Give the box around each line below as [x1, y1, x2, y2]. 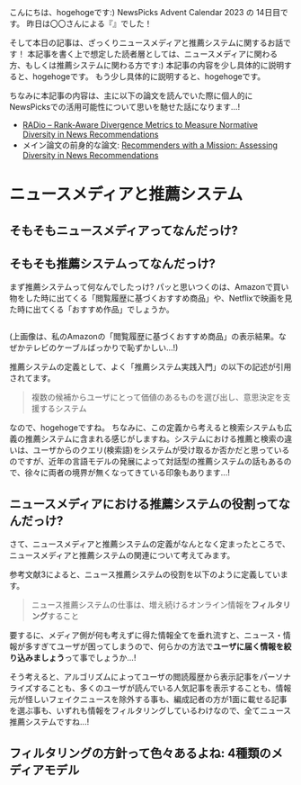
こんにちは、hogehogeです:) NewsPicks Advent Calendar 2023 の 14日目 [9, 7, 281, 17]
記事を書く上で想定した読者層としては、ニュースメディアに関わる [34, 49, 279, 59]
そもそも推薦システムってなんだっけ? [9, 256, 216, 271]
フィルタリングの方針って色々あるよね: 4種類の [9, 745, 271, 761]
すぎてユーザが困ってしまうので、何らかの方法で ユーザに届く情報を [32, 641, 285, 652]
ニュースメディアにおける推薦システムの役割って [9, 496, 279, 511]
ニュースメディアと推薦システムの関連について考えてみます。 [9, 550, 235, 561]
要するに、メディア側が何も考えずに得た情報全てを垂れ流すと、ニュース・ [9, 630, 284, 641]
